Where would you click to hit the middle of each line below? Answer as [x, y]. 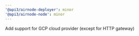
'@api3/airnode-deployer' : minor [39, 10]
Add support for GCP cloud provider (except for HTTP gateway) [70, 28]
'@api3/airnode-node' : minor [35, 14]
